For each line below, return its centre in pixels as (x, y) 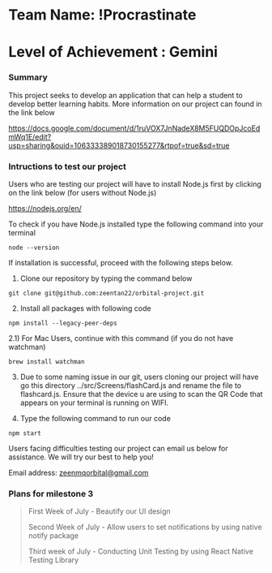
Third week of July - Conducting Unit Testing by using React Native (140, 551)
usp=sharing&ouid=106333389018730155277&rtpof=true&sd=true (119, 145)
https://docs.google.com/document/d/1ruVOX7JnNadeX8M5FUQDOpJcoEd (134, 128)
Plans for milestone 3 (51, 493)
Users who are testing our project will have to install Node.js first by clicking (135, 183)
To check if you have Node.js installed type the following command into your (136, 224)
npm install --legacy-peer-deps (63, 323)
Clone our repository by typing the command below (106, 278)
